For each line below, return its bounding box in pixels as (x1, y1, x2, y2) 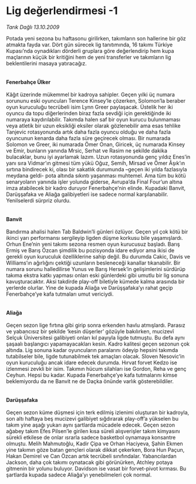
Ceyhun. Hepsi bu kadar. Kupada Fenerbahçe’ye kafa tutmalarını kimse (6, 371, 178, 378)
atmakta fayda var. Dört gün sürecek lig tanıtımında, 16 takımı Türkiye (6, 41, 173, 48)
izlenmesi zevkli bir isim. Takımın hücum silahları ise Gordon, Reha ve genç (6, 365, 187, 372)
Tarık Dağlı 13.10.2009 (6, 23, 60, 31)
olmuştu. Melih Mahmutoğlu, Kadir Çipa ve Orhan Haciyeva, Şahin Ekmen (6, 440, 183, 447)
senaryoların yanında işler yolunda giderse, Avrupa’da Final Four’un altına (6, 178, 183, 185)
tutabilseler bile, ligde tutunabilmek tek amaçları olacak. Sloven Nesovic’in (6, 353, 185, 360)
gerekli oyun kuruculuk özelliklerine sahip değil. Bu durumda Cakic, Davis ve (6, 253, 191, 260)
